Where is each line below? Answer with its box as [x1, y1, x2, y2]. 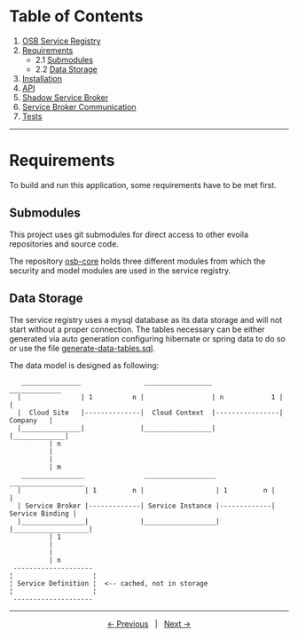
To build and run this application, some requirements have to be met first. [9, 179, 277, 190]
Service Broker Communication [21, 101, 137, 112]
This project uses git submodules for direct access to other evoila [9, 229, 249, 240]
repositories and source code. [9, 238, 120, 249]
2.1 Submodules [35, 54, 93, 65]
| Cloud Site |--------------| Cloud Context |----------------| [17, 408, 284, 417]
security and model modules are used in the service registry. [9, 264, 231, 276]
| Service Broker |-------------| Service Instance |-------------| [17, 501, 276, 510]
